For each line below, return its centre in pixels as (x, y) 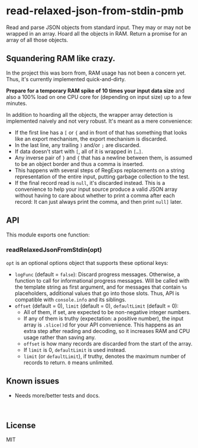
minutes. (17, 103)
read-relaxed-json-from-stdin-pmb (95, 11)
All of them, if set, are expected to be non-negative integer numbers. (107, 312)
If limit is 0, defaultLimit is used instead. (75, 350)
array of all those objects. (37, 40)
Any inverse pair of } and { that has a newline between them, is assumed (103, 158)
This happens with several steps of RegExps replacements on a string (100, 170)
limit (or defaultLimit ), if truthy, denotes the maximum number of (105, 356)
